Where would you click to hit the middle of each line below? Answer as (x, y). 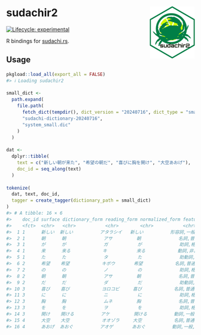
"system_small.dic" (46, 125)
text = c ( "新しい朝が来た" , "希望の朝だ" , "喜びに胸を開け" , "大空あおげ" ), (104, 163)
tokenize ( (19, 188)
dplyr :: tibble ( (31, 156)
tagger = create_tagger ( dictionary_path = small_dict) (81, 200)
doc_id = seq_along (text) (49, 169)
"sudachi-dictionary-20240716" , (62, 118)
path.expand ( (28, 100)
